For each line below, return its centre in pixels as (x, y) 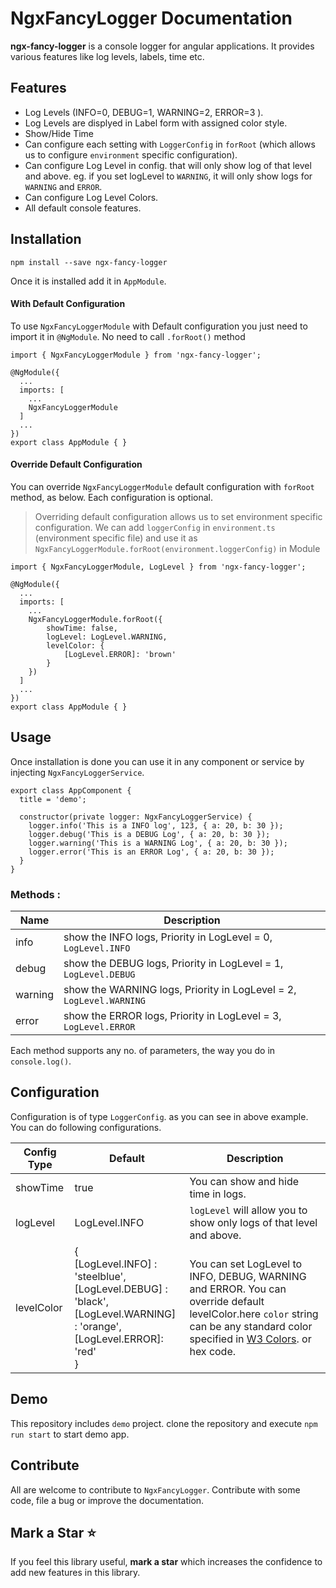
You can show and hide (244, 1181)
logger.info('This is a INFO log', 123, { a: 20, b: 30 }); (156, 825)
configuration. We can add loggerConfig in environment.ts (155, 527)
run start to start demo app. (70, 1434)
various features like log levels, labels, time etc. (107, 56)
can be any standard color (251, 1326)
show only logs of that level (253, 1222)
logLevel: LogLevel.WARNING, (107, 637)
